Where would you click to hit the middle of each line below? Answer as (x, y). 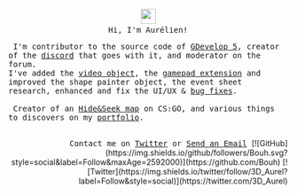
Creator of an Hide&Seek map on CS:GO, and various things (144, 109)
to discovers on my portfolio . (76, 117)
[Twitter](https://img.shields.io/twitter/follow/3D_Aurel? (188, 172)
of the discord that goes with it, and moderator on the (135, 55)
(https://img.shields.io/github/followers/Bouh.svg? (196, 152)
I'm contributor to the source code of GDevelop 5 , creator (146, 47)
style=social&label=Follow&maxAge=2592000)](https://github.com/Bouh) (146, 162)
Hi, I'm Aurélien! (148, 30)
